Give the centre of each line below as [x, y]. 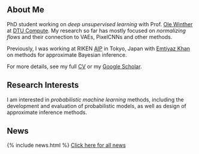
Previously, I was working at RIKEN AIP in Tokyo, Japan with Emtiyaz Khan [99, 48]
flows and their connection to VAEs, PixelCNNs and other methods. [90, 37]
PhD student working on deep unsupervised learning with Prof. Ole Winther [100, 24]
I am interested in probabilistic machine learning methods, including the [96, 99]
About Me [25, 10]
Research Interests [43, 85]
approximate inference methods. [47, 112]
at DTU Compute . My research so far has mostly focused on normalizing [97, 30]
